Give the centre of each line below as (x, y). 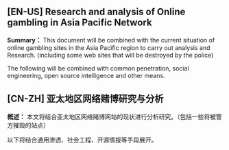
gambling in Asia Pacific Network (80, 23)
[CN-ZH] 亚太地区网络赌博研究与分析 (85, 99)
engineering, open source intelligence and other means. (86, 75)
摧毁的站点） (31, 125)
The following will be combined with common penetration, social (98, 68)
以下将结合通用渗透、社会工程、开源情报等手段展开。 (82, 140)
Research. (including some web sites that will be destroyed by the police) (110, 55)
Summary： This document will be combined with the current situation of (111, 40)
